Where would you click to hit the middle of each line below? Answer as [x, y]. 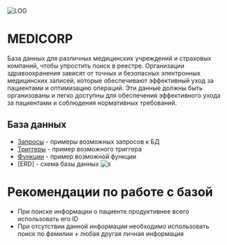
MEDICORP [40, 39]
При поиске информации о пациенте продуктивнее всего [103, 211]
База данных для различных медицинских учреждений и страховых [109, 58]
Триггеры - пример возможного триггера [79, 149]
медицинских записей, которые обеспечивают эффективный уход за [111, 80]
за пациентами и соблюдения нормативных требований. [92, 103]
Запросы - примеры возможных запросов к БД [88, 141]
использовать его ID [48, 218]
